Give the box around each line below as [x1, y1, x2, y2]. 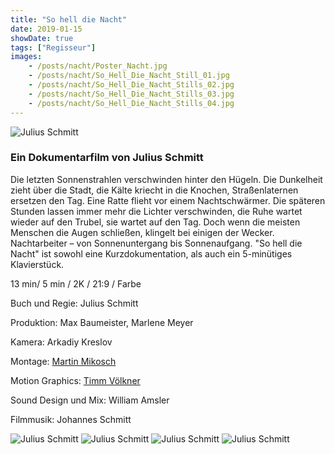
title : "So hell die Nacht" [10, 14, 128, 25]
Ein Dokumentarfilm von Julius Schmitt [10, 151, 204, 165]
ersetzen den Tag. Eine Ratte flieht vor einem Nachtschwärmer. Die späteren [10, 194, 326, 206]
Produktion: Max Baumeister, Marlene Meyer [10, 316, 194, 328]
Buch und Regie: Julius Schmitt [10, 297, 139, 309]
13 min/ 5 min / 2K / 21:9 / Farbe [10, 277, 142, 290]
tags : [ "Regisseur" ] [10, 42, 97, 53]
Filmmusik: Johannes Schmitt [10, 413, 132, 425]
